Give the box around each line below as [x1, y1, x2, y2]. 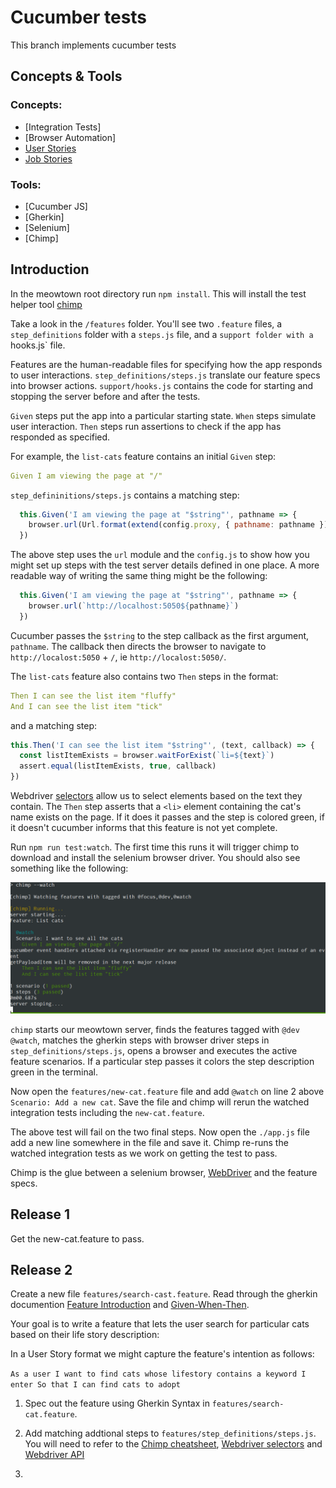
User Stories [24, 142, 77, 154]
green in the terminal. [10, 1066, 99, 1078]
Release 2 [10, 1261, 73, 1278]
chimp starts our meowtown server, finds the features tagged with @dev [10, 1023, 300, 1035]
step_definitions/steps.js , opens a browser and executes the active [10, 1044, 298, 1056]
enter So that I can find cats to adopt [10, 1380, 182, 1390]
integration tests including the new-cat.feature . [10, 1106, 205, 1118]
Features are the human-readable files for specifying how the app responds [10, 358, 323, 370]
